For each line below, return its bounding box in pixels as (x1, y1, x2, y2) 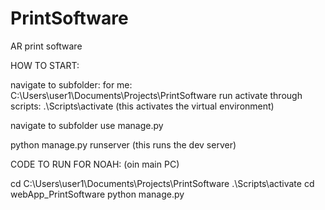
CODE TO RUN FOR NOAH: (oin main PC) (10, 158, 180, 170)
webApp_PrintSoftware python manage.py (10, 188, 185, 200)
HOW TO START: (10, 59, 80, 71)
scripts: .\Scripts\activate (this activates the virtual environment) (10, 100, 275, 112)
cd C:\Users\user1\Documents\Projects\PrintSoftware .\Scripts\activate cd (10, 177, 315, 189)
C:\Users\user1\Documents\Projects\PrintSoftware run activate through (10, 89, 303, 101)
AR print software (10, 40, 83, 52)
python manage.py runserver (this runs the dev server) (10, 138, 237, 151)
